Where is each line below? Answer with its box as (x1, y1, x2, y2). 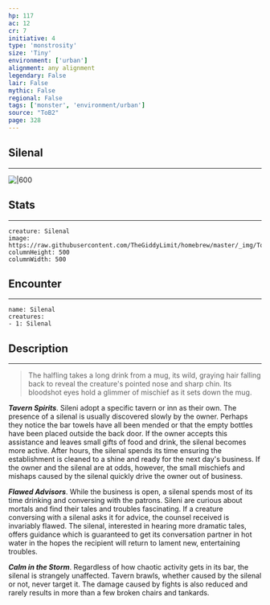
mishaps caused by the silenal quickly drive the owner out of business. (8, 472, 243, 481)
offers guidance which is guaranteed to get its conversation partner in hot (8, 529, 252, 539)
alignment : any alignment (8, 64, 95, 72)
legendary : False (8, 72, 67, 80)
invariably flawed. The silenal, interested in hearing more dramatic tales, (8, 521, 247, 531)
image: (8, 234, 31, 242)
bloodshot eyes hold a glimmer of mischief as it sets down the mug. (27, 387, 252, 398)
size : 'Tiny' (8, 49, 52, 57)
